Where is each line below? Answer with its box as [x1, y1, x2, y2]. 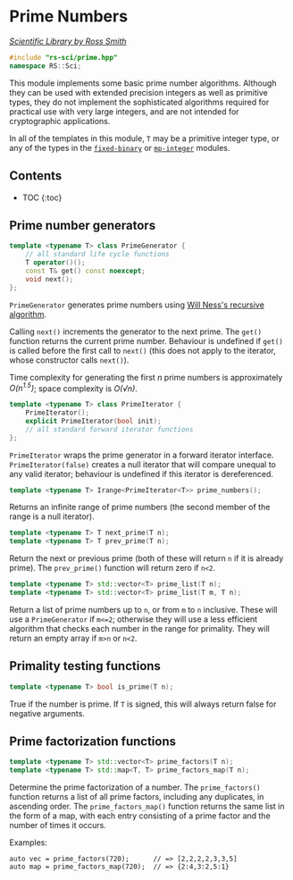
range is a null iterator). [9, 511, 96, 522]
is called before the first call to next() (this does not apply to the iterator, [9, 345, 277, 356]
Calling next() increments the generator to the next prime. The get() [9, 326, 262, 337]
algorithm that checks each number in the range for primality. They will [9, 623, 270, 633]
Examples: [9, 837, 47, 848]
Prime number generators [9, 217, 156, 233]
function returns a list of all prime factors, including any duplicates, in [9, 792, 264, 802]
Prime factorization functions [9, 734, 177, 750]
